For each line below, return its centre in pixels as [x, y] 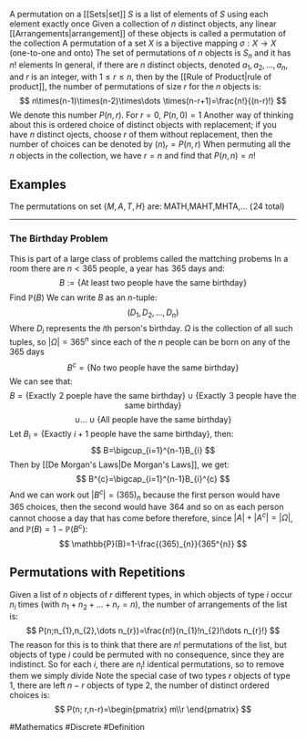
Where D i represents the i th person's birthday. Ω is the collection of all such [151, 330]
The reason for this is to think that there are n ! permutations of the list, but [148, 644]
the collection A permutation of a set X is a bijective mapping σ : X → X [143, 43]
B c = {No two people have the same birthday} [153, 367]
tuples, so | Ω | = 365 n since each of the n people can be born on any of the [150, 341]
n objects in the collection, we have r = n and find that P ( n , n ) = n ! [133, 156]
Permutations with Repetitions [97, 573]
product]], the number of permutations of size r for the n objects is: [135, 86]
